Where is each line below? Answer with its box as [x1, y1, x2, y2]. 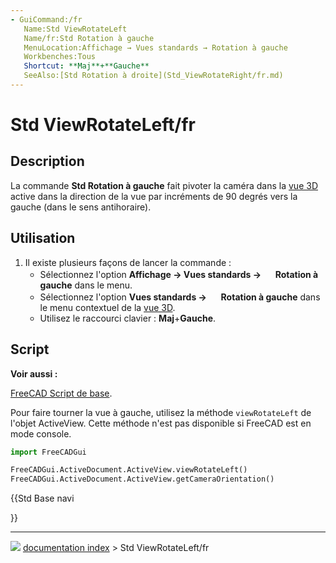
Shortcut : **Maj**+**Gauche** [23, 61, 150, 71]
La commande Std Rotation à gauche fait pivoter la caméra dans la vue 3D [10, 179, 318, 191]
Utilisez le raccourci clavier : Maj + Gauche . [39, 312, 217, 324]
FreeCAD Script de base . [10, 387, 113, 399]
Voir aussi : [10, 367, 58, 380]
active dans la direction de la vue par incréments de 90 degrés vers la [10, 190, 298, 202]
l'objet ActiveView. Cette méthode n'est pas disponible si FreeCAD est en [10, 417, 312, 429]
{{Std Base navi [10, 492, 75, 505]
